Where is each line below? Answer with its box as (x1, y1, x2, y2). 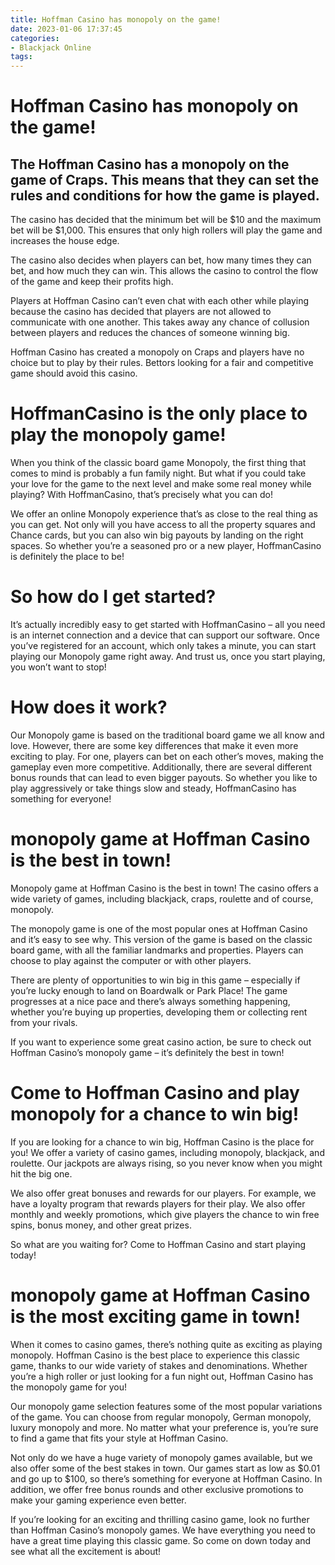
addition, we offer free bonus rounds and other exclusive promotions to (10, 1483, 304, 1495)
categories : (10, 33, 60, 43)
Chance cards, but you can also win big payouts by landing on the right (10, 529, 304, 541)
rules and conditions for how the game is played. (10, 187, 320, 204)
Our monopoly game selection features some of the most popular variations (10, 1400, 323, 1412)
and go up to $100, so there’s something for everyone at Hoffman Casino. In (10, 1472, 323, 1485)
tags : (10, 52, 33, 62)
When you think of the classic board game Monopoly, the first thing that (10, 457, 307, 469)
